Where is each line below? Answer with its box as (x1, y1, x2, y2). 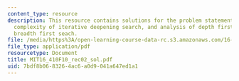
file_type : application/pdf (7, 43, 91, 50)
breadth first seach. (14, 30, 78, 37)
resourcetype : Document (7, 50, 78, 57)
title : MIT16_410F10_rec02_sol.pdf (7, 56, 113, 63)
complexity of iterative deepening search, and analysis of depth (14, 23, 215, 30)
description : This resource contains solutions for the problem (7, 17, 202, 24)
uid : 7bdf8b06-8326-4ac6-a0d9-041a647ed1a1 (7, 63, 139, 70)
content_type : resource (7, 10, 78, 18)
